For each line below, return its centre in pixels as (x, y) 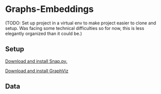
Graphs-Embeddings (49, 9)
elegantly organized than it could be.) (44, 33)
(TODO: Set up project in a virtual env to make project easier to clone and (81, 23)
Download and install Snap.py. (36, 61)
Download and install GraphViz (37, 71)
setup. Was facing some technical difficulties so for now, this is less (75, 28)
